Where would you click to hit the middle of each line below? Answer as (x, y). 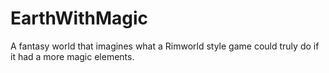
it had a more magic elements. (72, 56)
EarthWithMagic (79, 18)
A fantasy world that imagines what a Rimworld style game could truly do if (165, 46)
